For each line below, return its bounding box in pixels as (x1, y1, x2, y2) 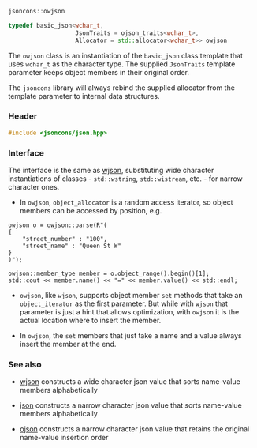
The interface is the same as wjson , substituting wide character (8, 165, 214, 175)
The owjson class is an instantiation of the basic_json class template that (8, 51, 243, 60)
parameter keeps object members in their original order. (8, 67, 190, 77)
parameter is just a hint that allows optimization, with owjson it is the (19, 307, 240, 316)
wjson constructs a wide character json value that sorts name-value (19, 377, 240, 386)
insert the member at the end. (19, 339, 117, 348)
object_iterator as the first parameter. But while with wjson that (19, 299, 229, 308)
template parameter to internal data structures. (8, 91, 160, 100)
